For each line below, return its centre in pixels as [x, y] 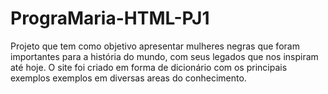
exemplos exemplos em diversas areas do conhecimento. [128, 78]
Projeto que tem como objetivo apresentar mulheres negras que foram [155, 46]
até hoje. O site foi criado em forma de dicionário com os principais [149, 67]
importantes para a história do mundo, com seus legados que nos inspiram [164, 56]
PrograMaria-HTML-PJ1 [110, 18]
